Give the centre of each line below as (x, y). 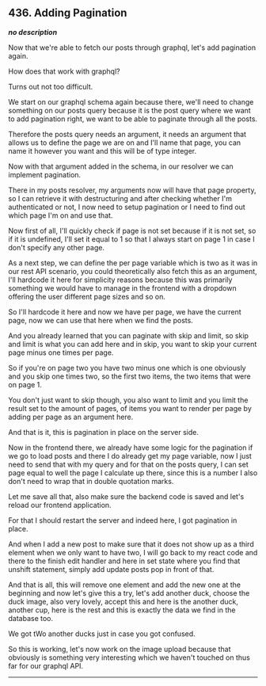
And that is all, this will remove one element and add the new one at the (125, 585)
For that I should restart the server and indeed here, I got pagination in (123, 520)
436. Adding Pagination (68, 13)
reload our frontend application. (60, 505)
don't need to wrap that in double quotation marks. (91, 481)
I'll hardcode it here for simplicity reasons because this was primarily (120, 280)
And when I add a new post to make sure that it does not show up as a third (131, 544)
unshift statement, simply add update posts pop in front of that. (111, 569)
